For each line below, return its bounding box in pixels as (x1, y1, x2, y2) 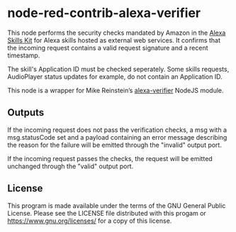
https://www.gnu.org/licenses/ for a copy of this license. (7, 216, 172, 225)
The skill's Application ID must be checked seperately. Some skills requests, (7, 65, 230, 73)
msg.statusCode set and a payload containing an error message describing (7, 133, 227, 141)
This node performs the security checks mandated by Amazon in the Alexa (7, 28, 226, 37)
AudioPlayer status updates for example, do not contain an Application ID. (7, 72, 223, 81)
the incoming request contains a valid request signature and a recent (7, 43, 208, 52)
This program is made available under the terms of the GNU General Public (7, 201, 226, 210)
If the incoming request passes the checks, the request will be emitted (7, 154, 213, 162)
